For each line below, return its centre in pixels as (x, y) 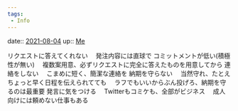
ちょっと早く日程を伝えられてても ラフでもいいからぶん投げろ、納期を (114, 82)
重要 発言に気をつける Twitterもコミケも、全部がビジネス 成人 (129, 91)
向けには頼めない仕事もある (48, 100)
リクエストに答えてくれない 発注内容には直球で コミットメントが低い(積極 (119, 55)
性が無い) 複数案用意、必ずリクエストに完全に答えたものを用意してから (115, 64)
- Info (20, 21)
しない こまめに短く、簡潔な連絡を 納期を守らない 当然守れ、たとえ (125, 73)
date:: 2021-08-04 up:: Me (46, 41)
